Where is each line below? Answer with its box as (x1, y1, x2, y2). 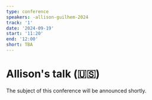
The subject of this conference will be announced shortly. (6, 87, 147, 94)
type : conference (6, 8, 49, 15)
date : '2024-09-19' (6, 25, 54, 31)
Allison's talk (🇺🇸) (6, 67, 100, 80)
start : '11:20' (6, 31, 44, 37)
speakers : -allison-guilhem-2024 (6, 14, 89, 20)
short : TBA (6, 42, 33, 48)
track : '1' (6, 20, 33, 25)
